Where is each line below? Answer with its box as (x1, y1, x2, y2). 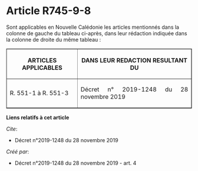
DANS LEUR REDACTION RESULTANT (81, 56, 187, 64)
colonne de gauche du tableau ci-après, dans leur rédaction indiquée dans (6, 29, 187, 36)
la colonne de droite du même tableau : (6, 36, 101, 43)
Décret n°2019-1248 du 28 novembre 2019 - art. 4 (14, 159, 137, 166)
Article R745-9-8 (6, 4, 91, 18)
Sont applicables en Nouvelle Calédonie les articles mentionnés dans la (6, 24, 180, 31)
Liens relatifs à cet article (6, 113, 70, 121)
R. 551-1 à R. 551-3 (9, 89, 69, 97)
